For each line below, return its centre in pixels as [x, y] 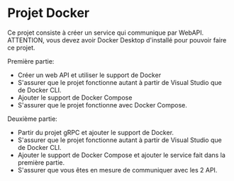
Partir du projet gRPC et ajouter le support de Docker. [96, 132]
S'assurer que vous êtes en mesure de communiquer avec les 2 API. [117, 170]
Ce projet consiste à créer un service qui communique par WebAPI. [106, 33]
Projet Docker [49, 13]
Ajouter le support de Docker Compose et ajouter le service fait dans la [121, 155]
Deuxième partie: [33, 119]
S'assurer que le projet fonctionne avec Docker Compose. [102, 105]
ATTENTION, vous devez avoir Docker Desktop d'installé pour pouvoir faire [117, 40]
